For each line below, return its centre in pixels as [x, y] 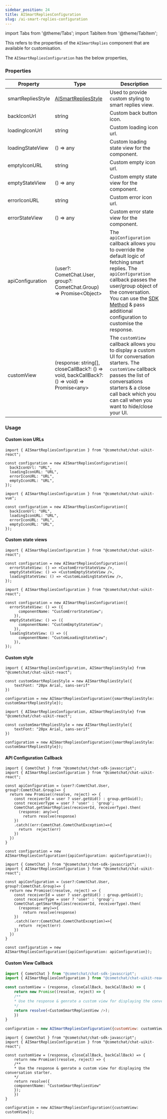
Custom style [19, 657]
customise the [126, 323]
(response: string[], [77, 363]
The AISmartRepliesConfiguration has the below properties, [67, 58]
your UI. [119, 413]
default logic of [127, 256]
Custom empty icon [132, 162]
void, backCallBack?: [79, 375]
